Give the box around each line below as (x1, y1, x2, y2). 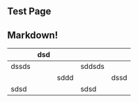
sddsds (79, 62, 105, 72)
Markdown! (7, 29, 59, 41)
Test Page (7, 6, 52, 17)
